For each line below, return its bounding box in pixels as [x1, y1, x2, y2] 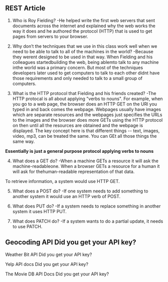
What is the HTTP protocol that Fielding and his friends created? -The [12, 90, 156, 96]
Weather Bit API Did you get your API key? [5, 251, 92, 257]
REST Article [5, 4, 46, 13]
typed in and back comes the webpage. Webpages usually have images [12, 106, 161, 112]
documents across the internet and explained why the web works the [12, 23, 155, 29]
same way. [12, 138, 35, 144]
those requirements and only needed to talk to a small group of [12, 75, 143, 81]
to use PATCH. [12, 223, 43, 229]
